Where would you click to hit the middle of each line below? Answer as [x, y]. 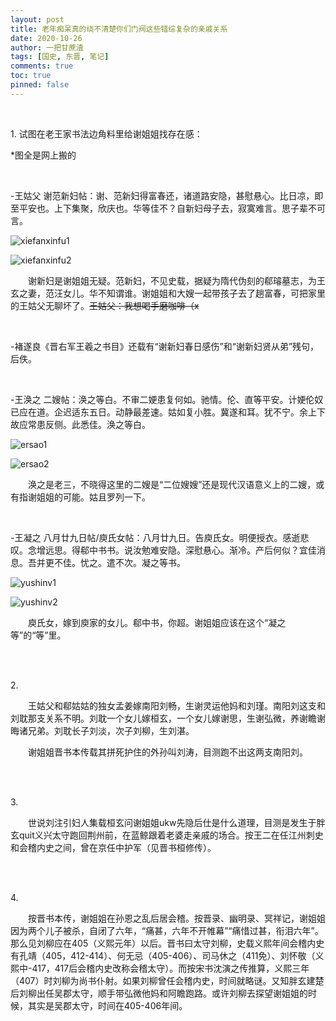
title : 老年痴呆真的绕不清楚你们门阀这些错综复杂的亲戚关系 [119, 29]
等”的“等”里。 [38, 635]
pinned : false [40, 85]
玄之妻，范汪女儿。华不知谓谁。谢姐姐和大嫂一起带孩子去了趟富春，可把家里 [168, 293]
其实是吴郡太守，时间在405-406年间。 [107, 1005]
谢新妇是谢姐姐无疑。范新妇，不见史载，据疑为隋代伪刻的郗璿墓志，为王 [176, 280]
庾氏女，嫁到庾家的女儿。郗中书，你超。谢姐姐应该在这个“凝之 [157, 622]
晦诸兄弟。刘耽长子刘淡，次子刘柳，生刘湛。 [102, 730]
